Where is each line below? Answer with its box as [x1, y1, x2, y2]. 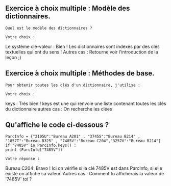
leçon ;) [5, 54, 21, 60]
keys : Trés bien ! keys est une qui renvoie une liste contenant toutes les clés [5, 100, 167, 107]
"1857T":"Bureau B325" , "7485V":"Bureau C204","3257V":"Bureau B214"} [5, 139, 161, 144]
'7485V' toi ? [5, 176, 32, 182]
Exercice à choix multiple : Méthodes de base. [5, 69, 155, 78]
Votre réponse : [5, 156, 40, 162]
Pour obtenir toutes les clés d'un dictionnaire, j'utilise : [5, 83, 140, 88]
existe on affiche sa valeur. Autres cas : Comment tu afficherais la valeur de [5, 171, 164, 177]
